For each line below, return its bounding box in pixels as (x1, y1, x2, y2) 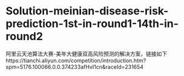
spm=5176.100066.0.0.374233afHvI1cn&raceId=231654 (5, 63, 143, 70)
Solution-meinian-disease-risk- (5, 4, 169, 18)
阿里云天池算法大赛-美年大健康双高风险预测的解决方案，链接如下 (5, 50, 168, 57)
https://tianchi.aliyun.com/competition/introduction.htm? (5, 57, 146, 64)
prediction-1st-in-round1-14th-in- (5, 17, 179, 31)
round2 (5, 30, 44, 43)
